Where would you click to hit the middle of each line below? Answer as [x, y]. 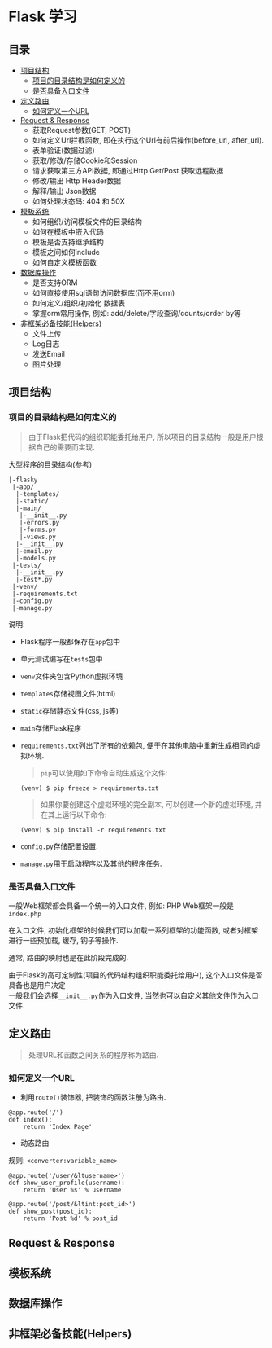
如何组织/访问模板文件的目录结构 [87, 222]
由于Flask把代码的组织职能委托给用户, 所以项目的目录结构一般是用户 [142, 437]
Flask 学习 [43, 17]
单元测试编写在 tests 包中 [61, 659]
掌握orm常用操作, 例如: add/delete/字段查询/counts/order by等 [137, 313]
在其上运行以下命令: [73, 815]
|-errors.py [39, 522]
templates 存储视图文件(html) [68, 693]
